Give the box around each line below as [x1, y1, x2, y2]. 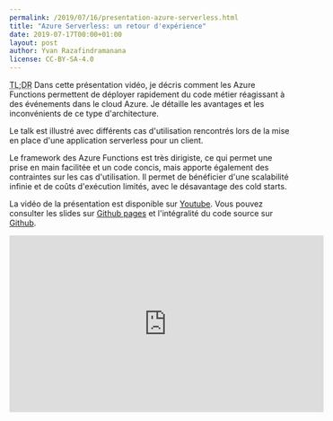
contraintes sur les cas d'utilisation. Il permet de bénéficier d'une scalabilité [9, 171, 289, 182]
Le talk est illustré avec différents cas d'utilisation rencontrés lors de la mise [9, 126, 290, 136]
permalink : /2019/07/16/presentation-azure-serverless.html [9, 13, 240, 22]
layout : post [9, 38, 58, 48]
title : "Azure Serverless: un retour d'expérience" [9, 22, 206, 31]
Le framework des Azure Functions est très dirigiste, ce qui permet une [9, 153, 273, 162]
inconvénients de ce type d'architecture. [9, 109, 159, 118]
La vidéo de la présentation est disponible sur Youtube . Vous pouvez [9, 198, 263, 209]
